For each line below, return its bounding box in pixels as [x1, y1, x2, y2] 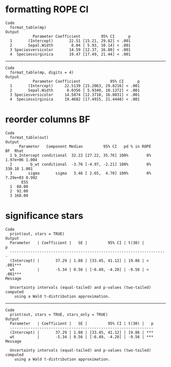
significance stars [5, 210, 83, 222]
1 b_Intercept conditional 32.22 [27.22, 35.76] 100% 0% [10, 153, 152, 158]
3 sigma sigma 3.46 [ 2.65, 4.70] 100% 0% [10, 170, 152, 176]
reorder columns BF [5, 114, 91, 126]
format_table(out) [10, 135, 49, 140]
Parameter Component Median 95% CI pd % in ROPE [18, 144, 152, 149]
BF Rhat [5, 148, 24, 154]
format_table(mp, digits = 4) [10, 70, 74, 75]
